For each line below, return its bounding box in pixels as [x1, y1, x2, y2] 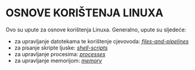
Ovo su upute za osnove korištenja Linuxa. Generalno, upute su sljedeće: [5, 26, 187, 33]
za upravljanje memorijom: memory [14, 57, 102, 64]
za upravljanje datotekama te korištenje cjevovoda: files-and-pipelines [14, 37, 189, 45]
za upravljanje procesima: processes [14, 50, 106, 57]
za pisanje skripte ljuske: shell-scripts [14, 44, 108, 51]
